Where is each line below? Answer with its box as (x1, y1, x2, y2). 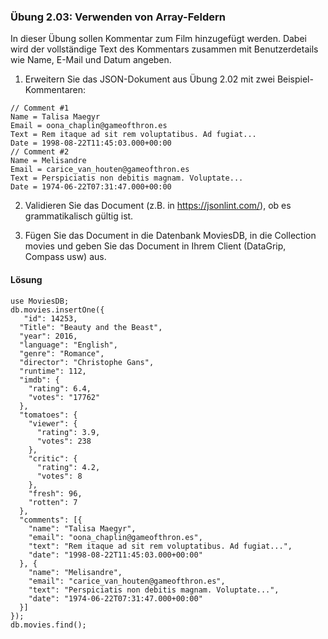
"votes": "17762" (28, 392, 101, 402)
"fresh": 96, (28, 488, 83, 499)
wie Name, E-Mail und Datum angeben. (10, 54, 172, 66)
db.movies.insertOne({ (10, 305, 105, 315)
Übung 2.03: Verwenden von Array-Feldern (10, 10, 227, 24)
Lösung (10, 273, 43, 285)
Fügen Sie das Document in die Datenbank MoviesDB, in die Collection (24, 230, 317, 242)
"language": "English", (19, 340, 118, 350)
